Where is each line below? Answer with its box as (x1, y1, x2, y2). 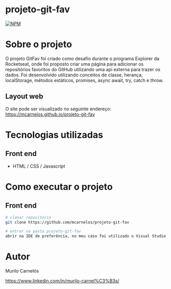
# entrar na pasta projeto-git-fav (5, 229, 81, 234)
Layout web (5, 92, 44, 101)
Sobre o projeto (5, 38, 72, 50)
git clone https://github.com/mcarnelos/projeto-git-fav (5, 219, 130, 225)
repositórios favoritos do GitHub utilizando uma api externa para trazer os (5, 66, 161, 72)
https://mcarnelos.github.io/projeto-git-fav (5, 111, 95, 117)
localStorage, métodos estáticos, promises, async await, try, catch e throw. (5, 77, 164, 83)
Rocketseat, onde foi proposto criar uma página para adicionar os (5, 60, 144, 67)
